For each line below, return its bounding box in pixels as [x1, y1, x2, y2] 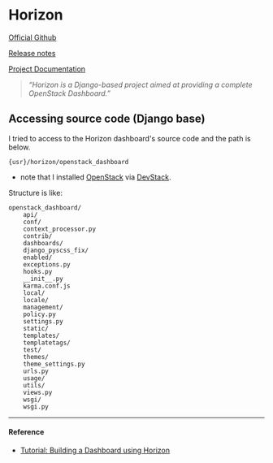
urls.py [23, 367, 49, 375]
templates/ [23, 331, 60, 340]
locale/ [23, 296, 49, 304]
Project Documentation [8, 63, 86, 74]
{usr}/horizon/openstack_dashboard [8, 158, 129, 166]
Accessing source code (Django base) [8, 112, 206, 126]
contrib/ [23, 231, 53, 240]
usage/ [23, 374, 45, 383]
